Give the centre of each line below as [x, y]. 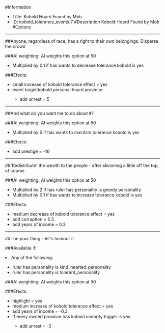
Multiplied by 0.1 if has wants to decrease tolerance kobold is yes [78, 65]
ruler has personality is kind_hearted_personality [61, 267]
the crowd [15, 46]
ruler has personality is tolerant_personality [56, 272]
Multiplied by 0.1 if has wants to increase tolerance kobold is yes [77, 195]
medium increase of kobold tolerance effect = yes [63, 306]
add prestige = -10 [31, 151]
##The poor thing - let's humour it [40, 238]
